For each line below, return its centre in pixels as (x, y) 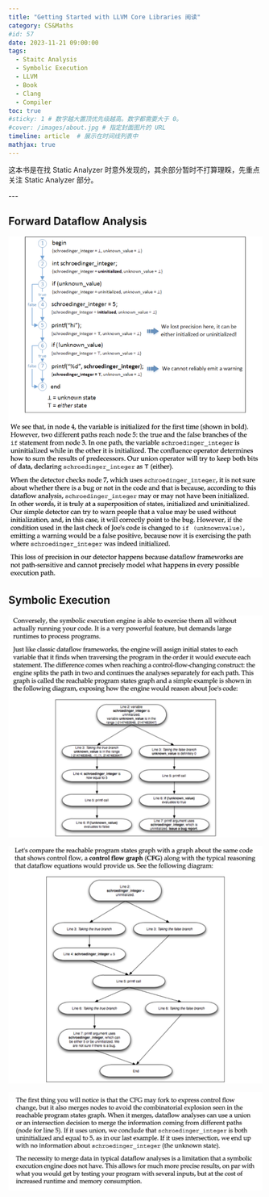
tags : (17, 51)
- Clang (29, 94)
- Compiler (34, 102)
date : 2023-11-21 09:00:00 (54, 43)
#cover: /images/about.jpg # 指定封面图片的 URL (87, 128)
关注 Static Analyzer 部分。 (53, 180)
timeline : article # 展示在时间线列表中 (73, 136)
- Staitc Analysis (47, 60)
